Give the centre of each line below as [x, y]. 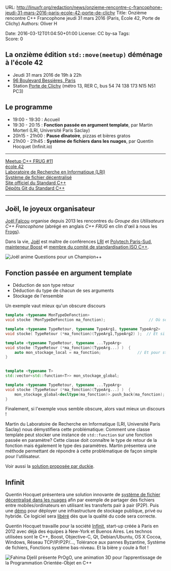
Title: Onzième [132, 13]
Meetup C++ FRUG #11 [29, 161]
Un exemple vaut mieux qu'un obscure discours [55, 306]
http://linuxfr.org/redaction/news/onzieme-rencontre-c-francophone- [90, 7]
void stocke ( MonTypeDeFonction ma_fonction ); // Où [83, 320]
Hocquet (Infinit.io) [32, 146]
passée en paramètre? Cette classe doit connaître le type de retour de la [81, 440]
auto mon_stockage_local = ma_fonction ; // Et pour [87, 352]
